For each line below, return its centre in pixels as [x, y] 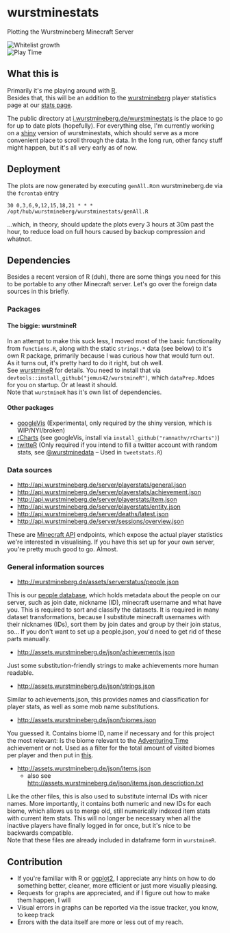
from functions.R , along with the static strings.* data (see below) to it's [110, 348]
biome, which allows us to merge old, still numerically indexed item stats [109, 811]
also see [39, 776]
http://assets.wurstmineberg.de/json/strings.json [86, 686]
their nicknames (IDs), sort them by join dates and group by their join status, [114, 624]
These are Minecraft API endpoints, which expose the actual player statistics [115, 534]
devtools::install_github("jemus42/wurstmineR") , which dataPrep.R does [111, 377]
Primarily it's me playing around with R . [62, 90]
